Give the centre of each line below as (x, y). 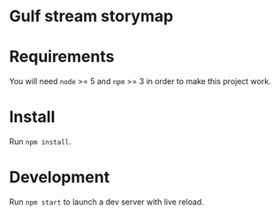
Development (60, 177)
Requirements (62, 57)
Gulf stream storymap (91, 16)
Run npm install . (41, 142)
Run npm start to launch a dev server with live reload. (107, 202)
